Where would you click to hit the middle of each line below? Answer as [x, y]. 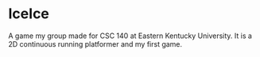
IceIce [29, 14]
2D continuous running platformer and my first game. [95, 44]
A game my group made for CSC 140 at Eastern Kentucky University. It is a [130, 36]
